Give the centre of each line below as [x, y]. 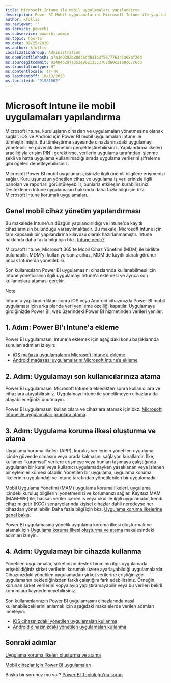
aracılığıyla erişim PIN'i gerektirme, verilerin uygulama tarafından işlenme [82, 153]
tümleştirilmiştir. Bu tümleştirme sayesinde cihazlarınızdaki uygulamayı [79, 142]
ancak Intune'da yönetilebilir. [35, 260]
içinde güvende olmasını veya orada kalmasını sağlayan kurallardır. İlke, [80, 456]
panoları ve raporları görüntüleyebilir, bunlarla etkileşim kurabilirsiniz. [78, 184]
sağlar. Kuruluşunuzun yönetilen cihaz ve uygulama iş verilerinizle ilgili [79, 179]
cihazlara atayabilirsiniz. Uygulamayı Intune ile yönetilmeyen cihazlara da [81, 394]
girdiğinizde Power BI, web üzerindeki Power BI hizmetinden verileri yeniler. [84, 311]
